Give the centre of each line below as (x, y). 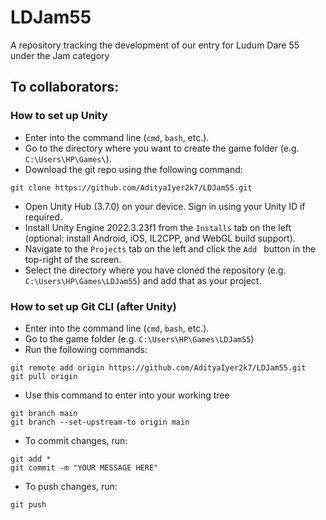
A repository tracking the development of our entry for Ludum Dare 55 (155, 45)
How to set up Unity (59, 116)
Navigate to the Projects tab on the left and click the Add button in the (170, 248)
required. (43, 217)
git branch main (44, 413)
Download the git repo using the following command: (133, 169)
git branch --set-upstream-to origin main (100, 422)
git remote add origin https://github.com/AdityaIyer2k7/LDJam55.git (158, 367)
